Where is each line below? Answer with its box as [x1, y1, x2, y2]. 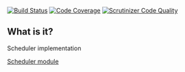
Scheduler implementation [7, 44, 82, 52]
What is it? [7, 26, 53, 37]
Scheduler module [7, 57, 60, 65]
